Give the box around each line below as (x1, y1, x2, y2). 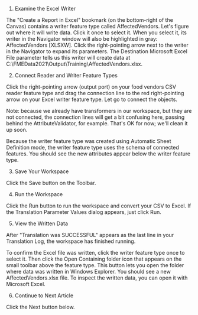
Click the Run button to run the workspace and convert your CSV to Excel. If (6, 202, 191, 209)
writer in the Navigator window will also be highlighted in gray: (6, 35, 158, 42)
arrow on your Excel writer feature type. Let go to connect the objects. (6, 96, 177, 103)
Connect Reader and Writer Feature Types (14, 72, 118, 79)
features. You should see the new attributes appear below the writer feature (6, 150, 191, 157)
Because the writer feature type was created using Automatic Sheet (6, 138, 171, 144)
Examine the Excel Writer (14, 5, 76, 12)
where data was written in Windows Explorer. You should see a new (6, 268, 171, 275)
